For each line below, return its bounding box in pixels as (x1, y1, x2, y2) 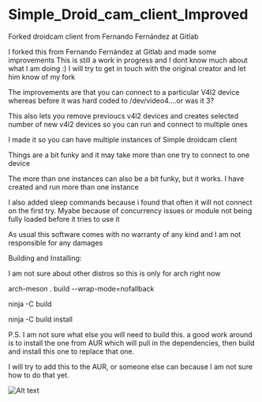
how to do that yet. (8, 370, 69, 380)
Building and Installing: (8, 253, 82, 262)
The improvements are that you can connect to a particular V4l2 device (8, 87, 240, 96)
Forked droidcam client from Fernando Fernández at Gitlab (8, 32, 199, 41)
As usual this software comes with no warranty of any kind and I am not (8, 229, 241, 239)
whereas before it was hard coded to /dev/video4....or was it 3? (8, 96, 215, 105)
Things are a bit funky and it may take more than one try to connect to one (8, 150, 250, 160)
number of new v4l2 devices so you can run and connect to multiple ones (8, 119, 249, 129)
